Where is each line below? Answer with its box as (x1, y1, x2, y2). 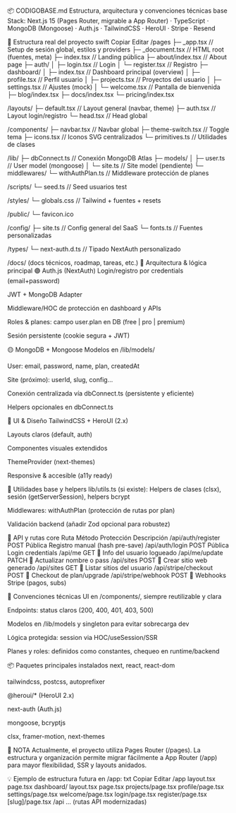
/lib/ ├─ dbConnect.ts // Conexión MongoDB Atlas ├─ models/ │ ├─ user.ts (7, 154, 225, 162)
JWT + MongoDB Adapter (7, 290, 82, 299)
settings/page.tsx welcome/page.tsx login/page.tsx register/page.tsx (7, 790, 208, 798)
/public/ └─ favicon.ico (7, 210, 74, 218)
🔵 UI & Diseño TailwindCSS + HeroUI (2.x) (7, 417, 129, 425)
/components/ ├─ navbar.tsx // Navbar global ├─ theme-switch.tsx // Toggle (7, 125, 230, 133)
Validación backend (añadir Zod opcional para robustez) (7, 520, 170, 528)
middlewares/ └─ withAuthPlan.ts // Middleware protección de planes (7, 169, 209, 177)
